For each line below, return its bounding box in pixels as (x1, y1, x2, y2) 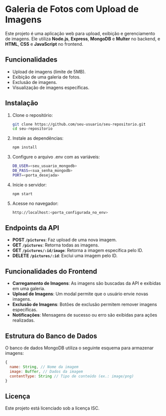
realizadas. (12, 317, 35, 324)
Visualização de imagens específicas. (12, 84, 90, 90)
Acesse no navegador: (12, 200, 58, 206)
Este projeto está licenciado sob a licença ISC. (5, 405, 100, 411)
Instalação (5, 99, 39, 107)
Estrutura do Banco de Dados (5, 332, 98, 340)
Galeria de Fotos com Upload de (5, 3, 139, 15)
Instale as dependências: (12, 135, 63, 141)
